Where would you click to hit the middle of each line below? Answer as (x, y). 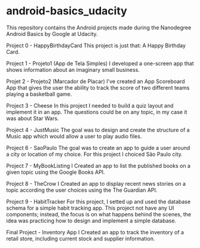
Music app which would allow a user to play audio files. (74, 136)
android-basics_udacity (67, 11)
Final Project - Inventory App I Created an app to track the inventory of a (95, 232)
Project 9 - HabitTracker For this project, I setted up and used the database (99, 201)
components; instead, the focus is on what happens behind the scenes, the (99, 214)
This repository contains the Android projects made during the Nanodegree (99, 27)
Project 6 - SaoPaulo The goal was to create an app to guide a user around (98, 148)
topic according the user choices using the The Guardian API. (82, 190)
